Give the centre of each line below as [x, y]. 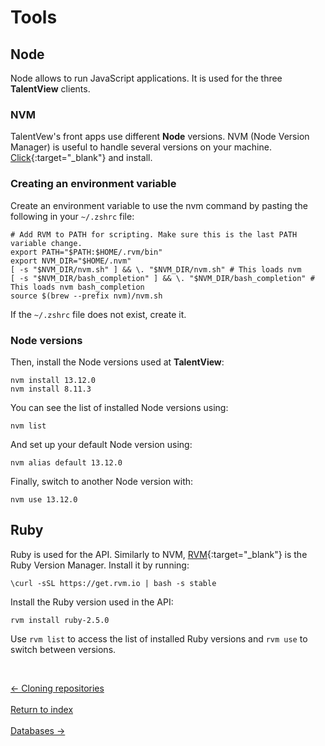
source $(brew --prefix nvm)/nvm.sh [86, 296]
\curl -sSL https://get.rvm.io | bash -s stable [113, 583]
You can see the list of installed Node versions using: [119, 407]
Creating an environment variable [93, 184]
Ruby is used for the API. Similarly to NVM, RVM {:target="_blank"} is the [159, 554]
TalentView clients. [50, 89]
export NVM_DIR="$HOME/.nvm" [71, 261]
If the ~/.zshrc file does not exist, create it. [98, 314]
